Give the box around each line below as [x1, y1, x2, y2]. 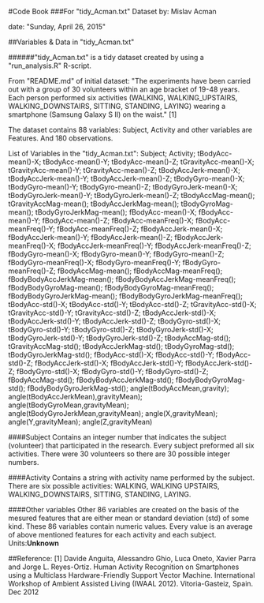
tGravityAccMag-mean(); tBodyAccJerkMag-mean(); [8, 199, 180, 208]
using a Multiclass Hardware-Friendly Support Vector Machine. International [8, 571, 255, 579]
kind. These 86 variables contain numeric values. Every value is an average [8, 522, 254, 531]
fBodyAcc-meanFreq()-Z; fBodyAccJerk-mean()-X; [56, 224, 223, 234]
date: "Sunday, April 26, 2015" [8, 22, 106, 31]
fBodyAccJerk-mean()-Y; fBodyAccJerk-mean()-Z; [8, 233, 173, 242]
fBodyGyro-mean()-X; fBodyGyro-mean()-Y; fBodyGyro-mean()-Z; [8, 249, 225, 259]
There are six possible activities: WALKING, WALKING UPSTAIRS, [8, 481, 220, 490]
